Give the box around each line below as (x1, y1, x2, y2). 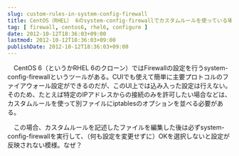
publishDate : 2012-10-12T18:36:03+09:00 (7, 43, 129, 50)
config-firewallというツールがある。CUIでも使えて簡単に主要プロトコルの (7, 72, 223, 81)
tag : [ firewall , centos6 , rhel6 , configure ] (7, 23, 148, 30)
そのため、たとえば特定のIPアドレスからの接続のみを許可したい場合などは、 (7, 90, 231, 99)
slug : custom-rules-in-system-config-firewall (7, 10, 148, 18)
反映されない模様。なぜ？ (7, 141, 83, 149)
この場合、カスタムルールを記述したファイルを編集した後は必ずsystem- (13, 123, 225, 131)
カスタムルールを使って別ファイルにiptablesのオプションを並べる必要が (7, 99, 218, 107)
